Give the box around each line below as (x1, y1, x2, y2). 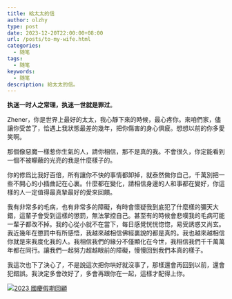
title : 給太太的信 (7, 10, 55, 17)
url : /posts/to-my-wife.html (7, 36, 91, 43)
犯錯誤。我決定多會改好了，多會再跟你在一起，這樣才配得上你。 (7, 269, 188, 278)
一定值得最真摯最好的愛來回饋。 (25, 188, 116, 197)
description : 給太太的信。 (7, 81, 79, 88)
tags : (7, 55, 23, 62)
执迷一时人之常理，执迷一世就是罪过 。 (7, 101, 116, 109)
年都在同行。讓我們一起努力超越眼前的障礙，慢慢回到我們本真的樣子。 (7, 246, 207, 255)
